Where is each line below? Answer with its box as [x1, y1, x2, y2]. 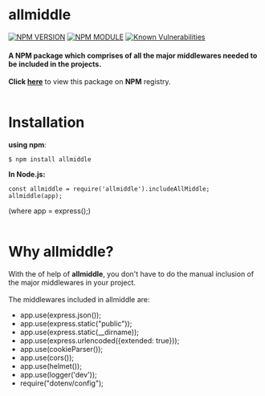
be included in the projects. [8, 59, 102, 69]
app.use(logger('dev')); [19, 370, 98, 380]
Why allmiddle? [8, 243, 114, 261]
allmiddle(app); [8, 192, 63, 200]
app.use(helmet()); [19, 362, 83, 371]
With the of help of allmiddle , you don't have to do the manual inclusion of [8, 269, 255, 279]
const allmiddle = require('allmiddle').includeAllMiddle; [8, 185, 210, 193]
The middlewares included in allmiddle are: [8, 295, 150, 305]
